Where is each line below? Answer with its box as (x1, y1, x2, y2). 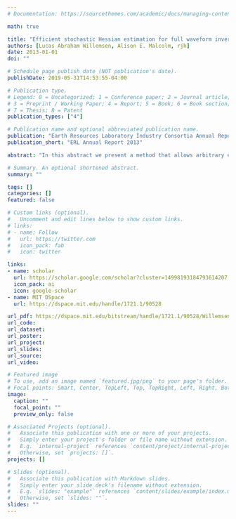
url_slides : (7, 346, 42, 353)
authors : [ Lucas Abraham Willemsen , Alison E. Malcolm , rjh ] (7, 42, 190, 49)
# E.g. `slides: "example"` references (7, 488, 131, 495)
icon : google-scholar (13, 287, 77, 294)
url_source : (7, 352, 42, 359)
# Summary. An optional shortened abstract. (7, 164, 140, 171)
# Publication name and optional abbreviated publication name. (7, 126, 199, 133)
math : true (7, 22, 39, 30)
